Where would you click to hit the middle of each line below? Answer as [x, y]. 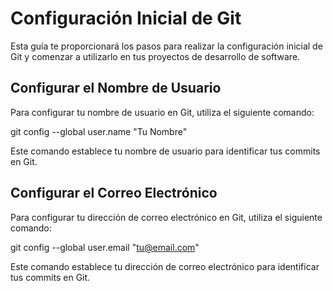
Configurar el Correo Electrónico [114, 193]
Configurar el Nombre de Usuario [116, 88]
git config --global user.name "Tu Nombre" [99, 131]
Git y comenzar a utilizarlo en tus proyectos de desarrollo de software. [155, 56]
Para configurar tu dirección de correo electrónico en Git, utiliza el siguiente [166, 217]
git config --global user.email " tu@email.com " [105, 247]
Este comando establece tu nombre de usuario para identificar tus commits [165, 151]
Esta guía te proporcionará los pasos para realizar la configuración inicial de [166, 46]
